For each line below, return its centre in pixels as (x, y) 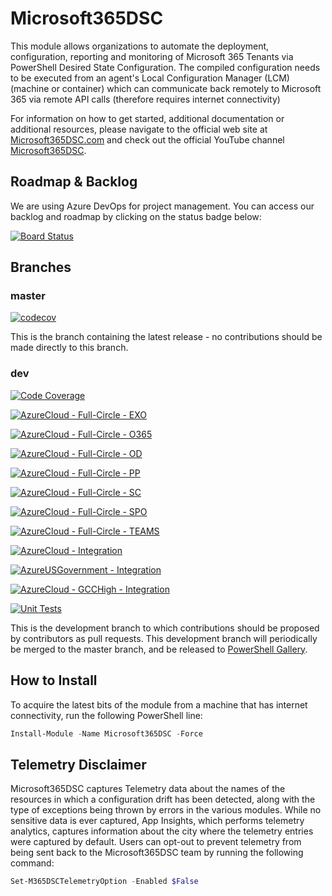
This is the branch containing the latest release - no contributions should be (166, 337)
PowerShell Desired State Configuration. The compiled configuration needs (165, 67)
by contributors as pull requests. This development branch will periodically (164, 638)
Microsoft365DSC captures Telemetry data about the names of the (148, 789)
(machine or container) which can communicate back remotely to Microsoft (166, 88)
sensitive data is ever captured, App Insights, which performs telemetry (157, 821)
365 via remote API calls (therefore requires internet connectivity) (145, 99)
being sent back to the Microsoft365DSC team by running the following (157, 853)
